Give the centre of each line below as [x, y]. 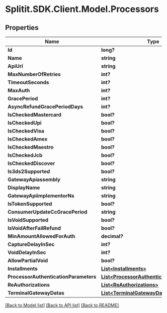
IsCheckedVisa [26, 131]
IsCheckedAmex [28, 139]
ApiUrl [15, 66]
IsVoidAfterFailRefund [34, 228]
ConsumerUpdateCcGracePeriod [47, 212]
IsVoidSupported [28, 220]
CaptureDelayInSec [31, 244]
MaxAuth [19, 90]
